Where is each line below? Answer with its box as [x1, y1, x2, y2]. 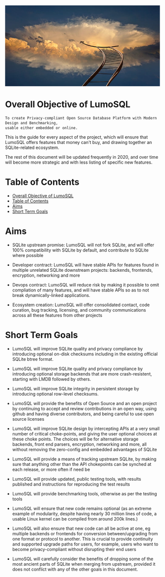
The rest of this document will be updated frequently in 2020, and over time [5, 154, 159, 160]
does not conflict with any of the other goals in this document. [12, 566, 138, 572]
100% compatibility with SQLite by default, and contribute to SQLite [12, 247, 149, 253]
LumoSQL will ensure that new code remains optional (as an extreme [12, 505, 152, 511]
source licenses [12, 416, 45, 422]
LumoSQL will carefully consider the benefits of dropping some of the [12, 556, 154, 562]
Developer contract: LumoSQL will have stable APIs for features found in [12, 261, 159, 268]
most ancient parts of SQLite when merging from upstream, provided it [12, 561, 156, 567]
